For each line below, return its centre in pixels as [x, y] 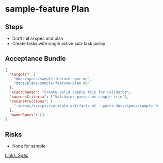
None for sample [29, 146]
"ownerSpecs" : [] [27, 115]
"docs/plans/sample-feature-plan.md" [52, 83]
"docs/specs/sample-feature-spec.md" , [53, 79]
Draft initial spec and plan [38, 38]
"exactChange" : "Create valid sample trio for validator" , [70, 92]
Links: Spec [17, 155]
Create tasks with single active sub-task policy [59, 44]
